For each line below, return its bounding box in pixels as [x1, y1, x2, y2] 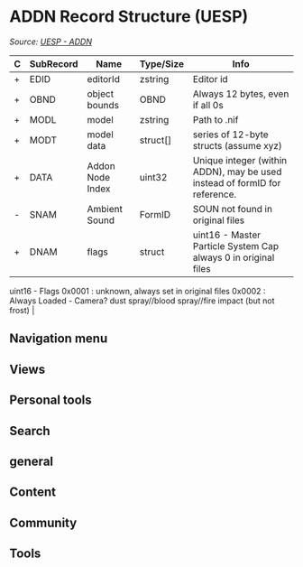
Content [9, 485, 57, 500]
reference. [192, 188, 237, 200]
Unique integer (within [192, 153, 287, 166]
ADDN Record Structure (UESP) [9, 6, 249, 27]
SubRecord [29, 57, 78, 70]
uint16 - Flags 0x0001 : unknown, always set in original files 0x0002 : [9, 285, 266, 296]
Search [9, 423, 51, 439]
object [87, 88, 115, 100]
